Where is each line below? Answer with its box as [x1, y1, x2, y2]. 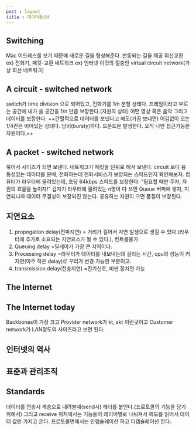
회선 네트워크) [12, 67, 44, 74]
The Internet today [6, 302, 75, 312]
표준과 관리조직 [6, 366, 58, 376]
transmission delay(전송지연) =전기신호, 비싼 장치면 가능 [14, 265, 145, 272]
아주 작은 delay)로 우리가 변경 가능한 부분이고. [26, 258, 132, 265]
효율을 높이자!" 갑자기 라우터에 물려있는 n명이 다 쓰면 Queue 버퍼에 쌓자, [16, 185, 183, 192]
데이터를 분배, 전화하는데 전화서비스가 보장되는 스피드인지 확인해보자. [26, 171, 184, 178]
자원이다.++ [6, 130, 34, 137]
